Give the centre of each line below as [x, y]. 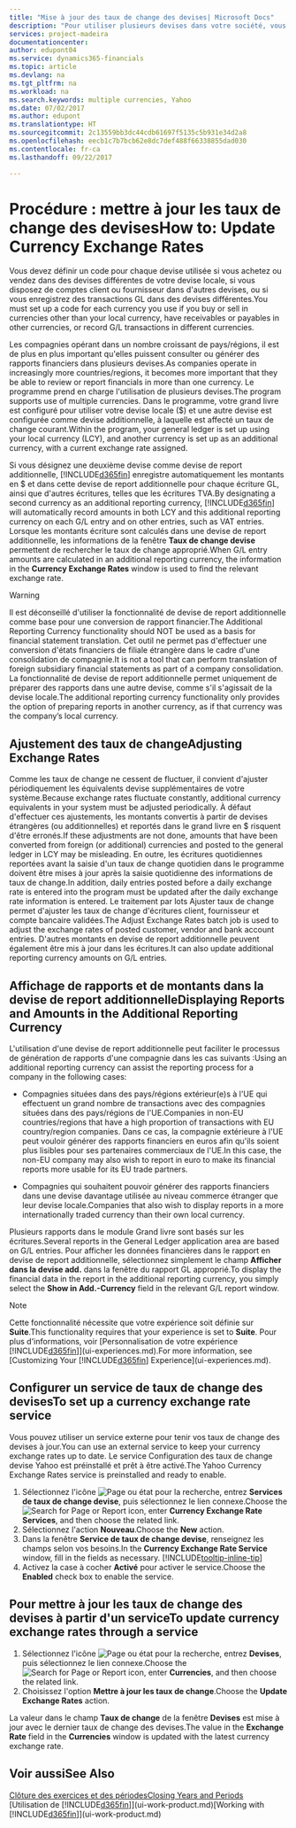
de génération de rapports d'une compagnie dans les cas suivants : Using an [148, 1058]
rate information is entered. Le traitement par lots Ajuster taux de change [142, 902]
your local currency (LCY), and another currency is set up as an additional [144, 438]
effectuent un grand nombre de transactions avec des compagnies [144, 1104]
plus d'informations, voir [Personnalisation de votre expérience [124, 1342]
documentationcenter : [49, 42]
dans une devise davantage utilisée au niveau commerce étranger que [150, 1196]
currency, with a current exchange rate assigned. [99, 448]
